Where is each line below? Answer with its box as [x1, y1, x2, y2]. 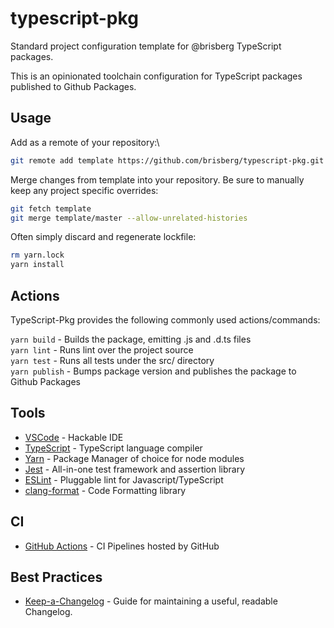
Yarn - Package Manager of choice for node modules [24, 452, 245, 464]
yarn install [10, 260, 65, 270]
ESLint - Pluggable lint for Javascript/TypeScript [24, 473, 224, 486]
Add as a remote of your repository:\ [10, 136, 160, 148]
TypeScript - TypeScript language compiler [24, 442, 203, 454]
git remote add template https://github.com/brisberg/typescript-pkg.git [10, 155, 325, 166]
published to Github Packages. [10, 80, 137, 92]
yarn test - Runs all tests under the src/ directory [10, 354, 215, 366]
